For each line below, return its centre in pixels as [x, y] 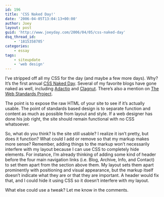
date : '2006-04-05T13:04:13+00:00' [41, 19]
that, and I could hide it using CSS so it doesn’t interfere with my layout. [77, 181]
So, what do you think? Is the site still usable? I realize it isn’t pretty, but [77, 134]
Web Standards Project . [29, 94]
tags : [11, 55]
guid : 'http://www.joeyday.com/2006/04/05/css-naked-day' [65, 32]
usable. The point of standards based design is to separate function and [78, 109]
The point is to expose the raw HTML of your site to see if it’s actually [75, 103]
